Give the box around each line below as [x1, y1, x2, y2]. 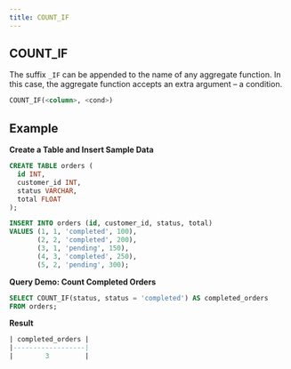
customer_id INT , [17, 178, 82, 187]
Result [9, 317, 34, 329]
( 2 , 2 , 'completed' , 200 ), [36, 236, 138, 245]
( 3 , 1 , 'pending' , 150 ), [36, 244, 129, 253]
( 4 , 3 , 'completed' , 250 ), [36, 252, 138, 261]
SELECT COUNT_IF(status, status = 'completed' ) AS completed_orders [9, 293, 269, 302]
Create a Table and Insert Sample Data [9, 144, 154, 156]
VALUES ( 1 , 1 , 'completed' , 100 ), [9, 228, 138, 237]
